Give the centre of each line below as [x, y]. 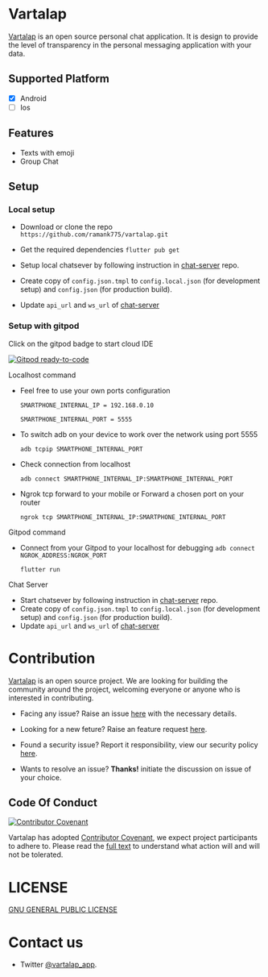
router [30, 502]
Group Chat [39, 161]
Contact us [46, 942]
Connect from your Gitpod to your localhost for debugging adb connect [137, 547]
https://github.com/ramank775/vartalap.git [94, 235]
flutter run [40, 569]
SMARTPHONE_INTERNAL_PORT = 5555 [76, 419]
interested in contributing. [51, 697]
